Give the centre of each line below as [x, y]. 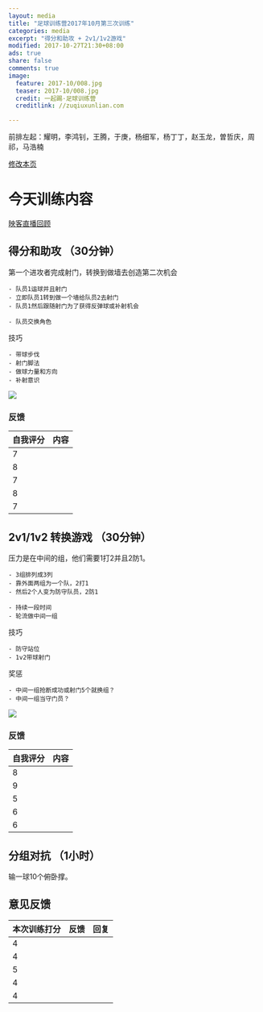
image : [19, 76]
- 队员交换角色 [30, 322]
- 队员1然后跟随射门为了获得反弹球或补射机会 [74, 306]
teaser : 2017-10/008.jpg [57, 91]
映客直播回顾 [29, 223]
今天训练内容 [51, 200]
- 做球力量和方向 [33, 372]
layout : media [32, 16]
